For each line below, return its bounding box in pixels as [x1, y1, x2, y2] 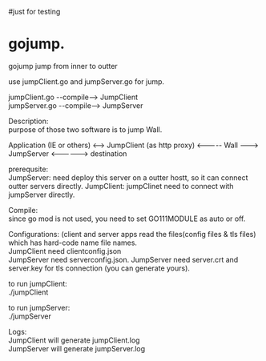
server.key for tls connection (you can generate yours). [8, 263, 191, 273]
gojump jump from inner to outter [8, 61, 118, 70]
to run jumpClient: [8, 279, 68, 288]
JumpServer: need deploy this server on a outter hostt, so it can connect [8, 172, 248, 183]
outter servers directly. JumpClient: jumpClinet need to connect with [8, 181, 234, 191]
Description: [8, 116, 49, 126]
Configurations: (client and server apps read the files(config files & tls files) [8, 229, 256, 239]
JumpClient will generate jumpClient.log [8, 335, 140, 345]
